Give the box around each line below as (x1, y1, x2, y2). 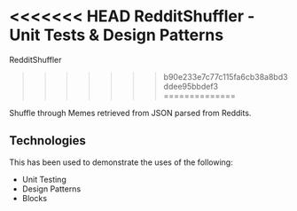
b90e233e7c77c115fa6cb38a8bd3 (163, 71, 288, 82)
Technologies (9, 133, 87, 148)
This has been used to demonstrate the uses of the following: (9, 157, 233, 168)
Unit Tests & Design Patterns (9, 25, 224, 45)
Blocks (21, 192, 47, 203)
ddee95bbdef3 (163, 81, 219, 91)
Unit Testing (21, 174, 66, 184)
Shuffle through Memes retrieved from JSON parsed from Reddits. (9, 107, 252, 118)
